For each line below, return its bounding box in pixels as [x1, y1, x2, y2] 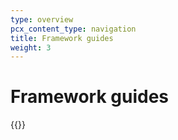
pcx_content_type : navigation [10, 24, 137, 34]
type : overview [10, 14, 74, 25]
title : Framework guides [10, 33, 114, 43]
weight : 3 [10, 42, 52, 53]
